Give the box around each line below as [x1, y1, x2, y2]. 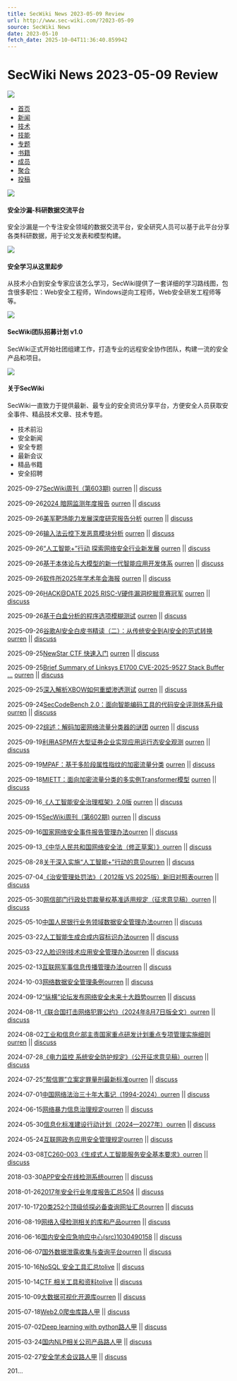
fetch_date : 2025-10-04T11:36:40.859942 [7, 37, 128, 44]
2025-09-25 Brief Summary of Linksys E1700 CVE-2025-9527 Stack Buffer [7, 663, 224, 671]
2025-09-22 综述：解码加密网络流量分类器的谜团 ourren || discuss [7, 723, 200, 731]
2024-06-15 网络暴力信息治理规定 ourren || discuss [7, 1105, 154, 1114]
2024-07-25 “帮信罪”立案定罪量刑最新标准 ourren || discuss [7, 1075, 178, 1083]
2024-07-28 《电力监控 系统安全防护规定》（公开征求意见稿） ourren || [7, 1052, 209, 1061]
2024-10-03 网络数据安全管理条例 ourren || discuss [7, 977, 154, 986]
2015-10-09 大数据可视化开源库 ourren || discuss [7, 1292, 146, 1301]
